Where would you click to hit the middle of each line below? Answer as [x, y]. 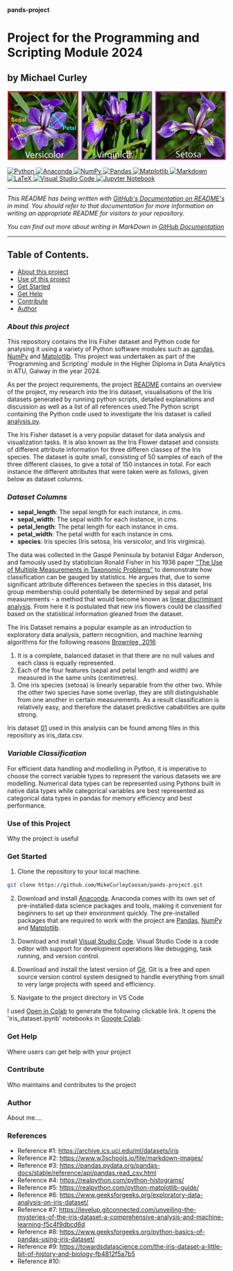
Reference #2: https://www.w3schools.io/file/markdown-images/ [110, 1158]
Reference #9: [37, 1247]
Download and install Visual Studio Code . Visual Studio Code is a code [118, 941]
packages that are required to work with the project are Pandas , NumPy [120, 921]
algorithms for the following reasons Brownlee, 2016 [81, 642]
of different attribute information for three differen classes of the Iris [104, 450]
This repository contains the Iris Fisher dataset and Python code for [104, 342]
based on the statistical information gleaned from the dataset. [95, 614]
